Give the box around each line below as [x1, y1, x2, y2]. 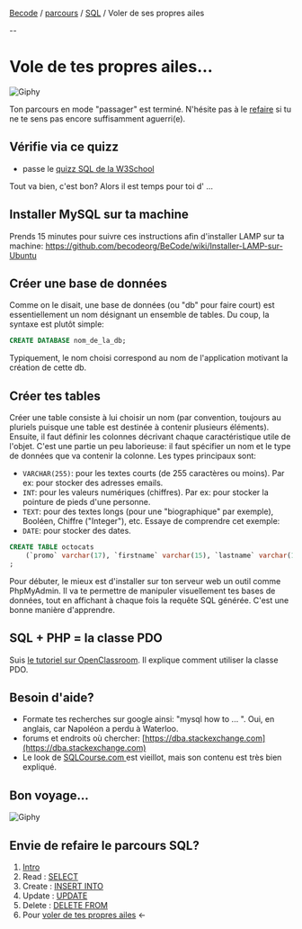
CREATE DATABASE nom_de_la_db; [9, 337, 127, 346]
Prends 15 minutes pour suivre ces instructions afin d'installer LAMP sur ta [9, 230, 285, 241]
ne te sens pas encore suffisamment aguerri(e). [9, 113, 186, 124]
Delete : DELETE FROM [22, 899, 109, 910]
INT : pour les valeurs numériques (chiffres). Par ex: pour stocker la [22, 487, 270, 498]
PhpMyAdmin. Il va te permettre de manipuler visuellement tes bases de [9, 585, 276, 596]
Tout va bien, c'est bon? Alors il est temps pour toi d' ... [9, 180, 214, 192]
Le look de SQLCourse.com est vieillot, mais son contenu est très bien [22, 752, 282, 763]
